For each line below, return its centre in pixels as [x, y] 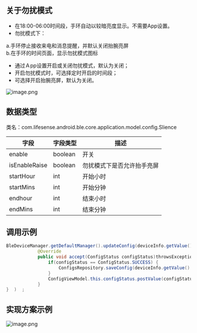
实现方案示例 [29, 309]
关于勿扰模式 [29, 11]
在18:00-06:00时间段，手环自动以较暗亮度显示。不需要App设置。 [94, 26]
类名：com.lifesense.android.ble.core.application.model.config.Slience [91, 127]
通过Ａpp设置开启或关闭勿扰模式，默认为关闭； [72, 65]
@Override [49, 251]
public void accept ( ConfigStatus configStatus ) [97, 257]
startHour [22, 176]
